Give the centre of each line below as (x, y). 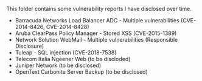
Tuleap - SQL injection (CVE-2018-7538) (66, 53)
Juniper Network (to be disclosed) (58, 65)
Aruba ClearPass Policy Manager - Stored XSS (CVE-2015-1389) (96, 33)
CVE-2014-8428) (68, 27)
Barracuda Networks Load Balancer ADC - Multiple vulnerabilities (97, 20)
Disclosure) (30, 46)
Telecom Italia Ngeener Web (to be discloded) (73, 59)
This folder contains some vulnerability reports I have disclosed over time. (99, 9)
